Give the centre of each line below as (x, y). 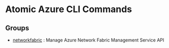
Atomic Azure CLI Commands (69, 9)
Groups (17, 28)
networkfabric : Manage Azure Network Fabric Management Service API (88, 40)
